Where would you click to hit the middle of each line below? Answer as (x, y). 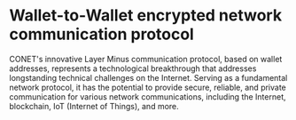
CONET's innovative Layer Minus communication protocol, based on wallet (146, 59)
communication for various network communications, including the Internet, (148, 96)
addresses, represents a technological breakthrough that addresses (133, 68)
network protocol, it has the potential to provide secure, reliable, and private (148, 87)
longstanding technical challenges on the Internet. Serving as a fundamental (148, 77)
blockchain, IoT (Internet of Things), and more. (94, 106)
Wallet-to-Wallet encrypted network (145, 16)
